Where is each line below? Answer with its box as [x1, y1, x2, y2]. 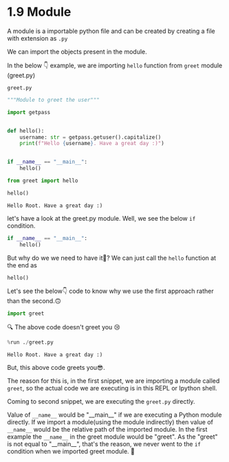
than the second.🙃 [7, 297, 62, 305]
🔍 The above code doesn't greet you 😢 [7, 323, 120, 331]
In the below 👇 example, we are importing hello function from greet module [7, 61, 223, 69]
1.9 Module [7, 4, 72, 20]
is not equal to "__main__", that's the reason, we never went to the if [7, 440, 201, 448]
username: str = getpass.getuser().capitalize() [19, 133, 162, 141]
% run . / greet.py [7, 339, 54, 346]
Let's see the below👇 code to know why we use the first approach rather [7, 287, 215, 296]
